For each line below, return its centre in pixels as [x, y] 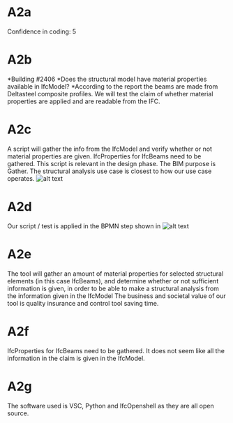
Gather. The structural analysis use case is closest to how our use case [110, 171]
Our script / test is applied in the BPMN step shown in [84, 226]
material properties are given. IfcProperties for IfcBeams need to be [104, 156]
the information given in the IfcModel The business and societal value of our [117, 296]
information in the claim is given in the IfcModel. [76, 358]
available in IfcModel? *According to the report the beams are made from [113, 86]
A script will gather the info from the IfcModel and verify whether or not [110, 149]
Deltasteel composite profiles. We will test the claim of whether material [110, 94]
